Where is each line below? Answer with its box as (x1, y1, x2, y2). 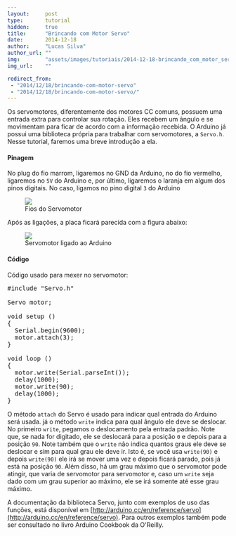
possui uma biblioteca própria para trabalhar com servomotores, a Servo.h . (7, 130, 225, 138)
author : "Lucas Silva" (7, 43, 86, 50)
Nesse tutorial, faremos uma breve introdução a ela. (7, 138, 157, 146)
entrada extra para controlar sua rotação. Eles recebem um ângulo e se (7, 115, 214, 124)
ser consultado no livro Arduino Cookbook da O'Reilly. (7, 521, 164, 529)
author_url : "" (7, 50, 52, 57)
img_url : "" (7, 63, 52, 70)
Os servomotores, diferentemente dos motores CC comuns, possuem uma (7, 107, 223, 116)
